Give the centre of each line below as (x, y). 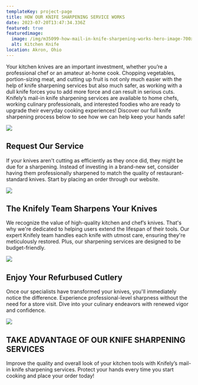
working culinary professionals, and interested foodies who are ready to (93, 104)
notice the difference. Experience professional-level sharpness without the (97, 298)
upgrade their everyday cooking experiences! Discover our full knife (89, 110)
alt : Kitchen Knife (35, 45)
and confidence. (26, 310)
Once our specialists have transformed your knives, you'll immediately (91, 291)
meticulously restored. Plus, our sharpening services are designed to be (93, 241)
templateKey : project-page (39, 11)
